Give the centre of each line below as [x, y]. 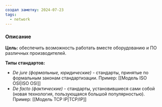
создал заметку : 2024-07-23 [35, 10]
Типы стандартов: [25, 63]
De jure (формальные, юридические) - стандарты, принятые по [80, 72]
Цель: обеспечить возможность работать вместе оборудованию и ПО [81, 48]
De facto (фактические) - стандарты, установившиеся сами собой [84, 88]
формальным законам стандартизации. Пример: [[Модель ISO [79, 78]
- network [20, 19]
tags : [11, 15]
